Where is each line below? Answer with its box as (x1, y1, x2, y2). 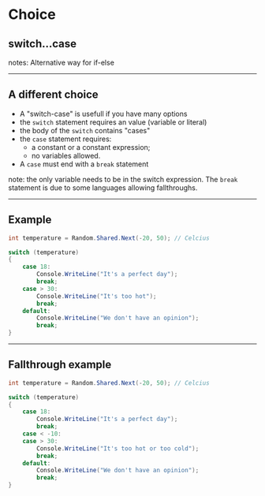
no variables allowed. (31, 151, 101, 160)
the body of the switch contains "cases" (19, 125, 151, 135)
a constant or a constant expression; (31, 142, 151, 151)
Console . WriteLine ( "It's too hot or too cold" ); (36, 444, 200, 453)
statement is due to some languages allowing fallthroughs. (8, 183, 198, 192)
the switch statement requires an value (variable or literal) (19, 117, 207, 127)
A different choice (8, 88, 99, 102)
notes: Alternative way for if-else (8, 58, 114, 67)
